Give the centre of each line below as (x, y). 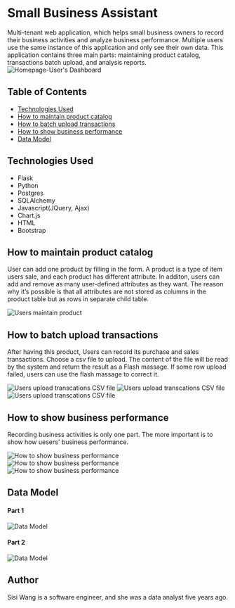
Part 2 (16, 543)
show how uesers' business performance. (68, 442)
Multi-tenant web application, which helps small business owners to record (116, 32)
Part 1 (16, 510)
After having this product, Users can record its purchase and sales (103, 352)
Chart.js (29, 215)
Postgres (31, 193)
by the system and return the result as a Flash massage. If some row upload (117, 367)
